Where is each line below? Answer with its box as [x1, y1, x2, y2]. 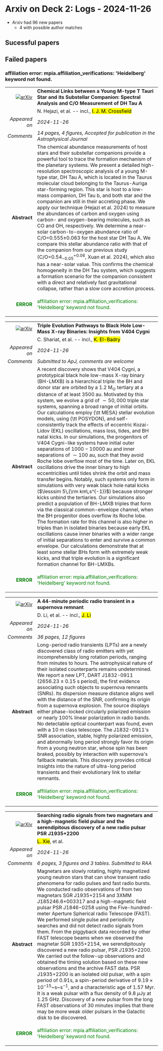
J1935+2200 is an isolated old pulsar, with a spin [37, 970, 150, 977]
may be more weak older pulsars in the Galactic [37, 1008, 146, 1015]
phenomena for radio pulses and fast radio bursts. [37, 880, 151, 887]
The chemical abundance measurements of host [37, 144, 147, 150]
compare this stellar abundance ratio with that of [37, 241, 148, 247]
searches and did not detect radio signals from [37, 922, 144, 929]
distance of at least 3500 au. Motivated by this [37, 391, 144, 397]
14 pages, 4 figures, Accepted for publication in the [37, 130, 155, 136]
